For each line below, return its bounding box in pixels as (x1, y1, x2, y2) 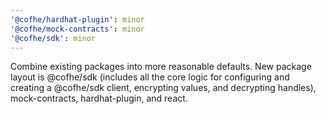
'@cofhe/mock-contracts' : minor (10, 24, 145, 34)
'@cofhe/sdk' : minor (10, 33, 97, 43)
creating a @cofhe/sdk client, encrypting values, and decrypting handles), (10, 82, 317, 94)
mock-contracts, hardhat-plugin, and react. (10, 92, 188, 105)
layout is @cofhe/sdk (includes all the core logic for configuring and (10, 71, 290, 83)
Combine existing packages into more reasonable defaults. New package (10, 61, 312, 73)
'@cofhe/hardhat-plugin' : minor (10, 14, 145, 25)
